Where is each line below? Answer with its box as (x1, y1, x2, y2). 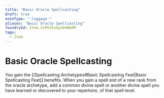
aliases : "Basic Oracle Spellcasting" (5, 21, 85, 26)
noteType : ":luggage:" (5, 16, 52, 21)
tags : (5, 30, 16, 35)
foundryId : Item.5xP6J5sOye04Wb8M (5, 25, 76, 30)
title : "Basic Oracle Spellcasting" (5, 7, 80, 12)
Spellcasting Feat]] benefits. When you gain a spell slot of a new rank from (5, 77, 157, 83)
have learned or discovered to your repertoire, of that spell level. (5, 87, 136, 93)
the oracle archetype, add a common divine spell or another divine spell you (5, 82, 160, 88)
